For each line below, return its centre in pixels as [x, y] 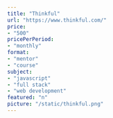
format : [18, 53]
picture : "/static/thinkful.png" [55, 104]
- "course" [23, 65]
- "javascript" [29, 78]
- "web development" [37, 91]
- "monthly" [24, 46]
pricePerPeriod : [31, 40]
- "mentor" [23, 59]
